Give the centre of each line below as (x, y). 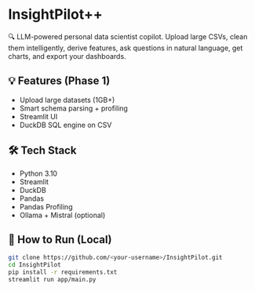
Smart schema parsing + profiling (73, 108)
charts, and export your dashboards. (67, 56)
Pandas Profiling (46, 206)
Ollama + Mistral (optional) (62, 215)
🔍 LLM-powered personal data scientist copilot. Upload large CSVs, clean (128, 36)
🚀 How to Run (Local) (60, 240)
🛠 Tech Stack (42, 151)
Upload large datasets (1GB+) (67, 100)
